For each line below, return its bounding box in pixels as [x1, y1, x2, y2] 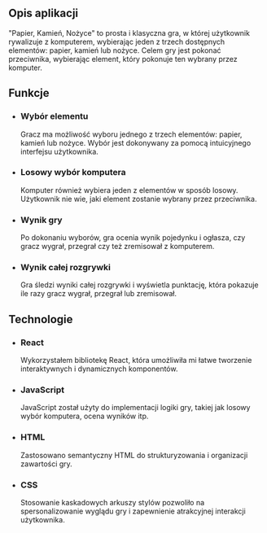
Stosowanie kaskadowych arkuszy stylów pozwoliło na [20, 497, 205, 507]
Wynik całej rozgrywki [20, 262, 112, 273]
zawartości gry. [20, 459, 73, 469]
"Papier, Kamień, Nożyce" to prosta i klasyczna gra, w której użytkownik [8, 28, 251, 37]
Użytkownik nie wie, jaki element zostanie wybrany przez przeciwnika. [20, 194, 257, 203]
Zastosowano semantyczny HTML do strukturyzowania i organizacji [20, 450, 248, 460]
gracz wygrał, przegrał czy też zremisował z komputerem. [20, 242, 215, 251]
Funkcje [8, 86, 50, 100]
